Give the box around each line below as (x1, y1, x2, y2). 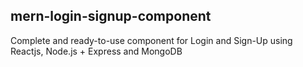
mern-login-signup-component (10, 8, 212, 25)
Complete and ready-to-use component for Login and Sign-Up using (10, 34, 293, 46)
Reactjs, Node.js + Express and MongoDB (10, 45, 183, 57)
